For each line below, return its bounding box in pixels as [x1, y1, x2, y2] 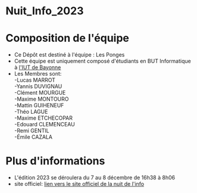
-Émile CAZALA [14, 133, 53, 141]
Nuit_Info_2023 [5, 4, 84, 18]
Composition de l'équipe [5, 32, 129, 45]
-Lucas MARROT [14, 76, 56, 84]
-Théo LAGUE [14, 108, 48, 116]
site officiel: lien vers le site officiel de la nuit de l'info [14, 180, 144, 188]
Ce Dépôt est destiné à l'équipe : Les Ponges [14, 51, 125, 58]
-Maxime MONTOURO [14, 95, 69, 102]
